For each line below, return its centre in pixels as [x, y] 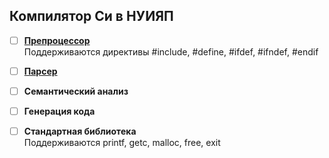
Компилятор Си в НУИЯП [91, 16]
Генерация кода [59, 111]
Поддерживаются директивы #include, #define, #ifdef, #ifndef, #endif [171, 51]
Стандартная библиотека [80, 131]
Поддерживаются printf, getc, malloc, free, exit [122, 143]
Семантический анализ [76, 91]
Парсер [40, 71]
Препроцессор [57, 40]
